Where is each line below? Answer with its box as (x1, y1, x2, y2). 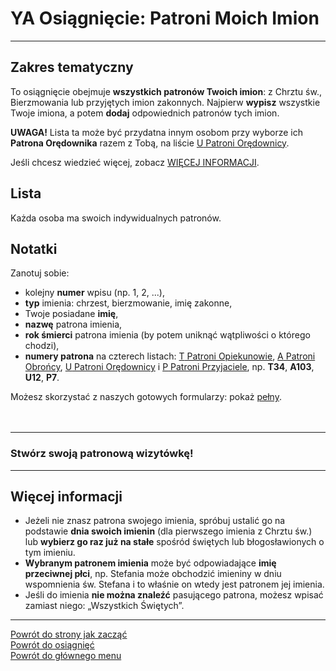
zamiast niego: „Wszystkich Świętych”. (24, 600, 185, 612)
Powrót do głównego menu (10, 650, 122, 662)
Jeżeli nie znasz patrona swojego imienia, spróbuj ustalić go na (24, 515, 286, 527)
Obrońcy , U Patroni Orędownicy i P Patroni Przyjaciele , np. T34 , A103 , (24, 361, 315, 373)
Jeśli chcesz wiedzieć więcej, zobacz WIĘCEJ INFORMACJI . (10, 156, 260, 168)
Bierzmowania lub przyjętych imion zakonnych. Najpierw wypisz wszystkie (10, 96, 321, 108)
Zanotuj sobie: (10, 267, 70, 279)
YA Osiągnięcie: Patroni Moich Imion (10, 7, 320, 30)
